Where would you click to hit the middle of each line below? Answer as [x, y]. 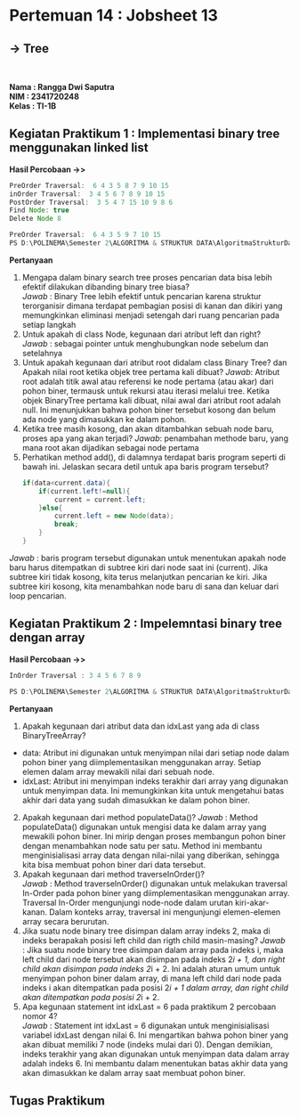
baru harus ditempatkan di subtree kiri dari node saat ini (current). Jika [139, 567]
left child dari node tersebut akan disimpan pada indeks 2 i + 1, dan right [154, 959]
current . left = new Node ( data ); [114, 516]
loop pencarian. [38, 595]
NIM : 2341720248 [44, 96]
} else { [51, 508]
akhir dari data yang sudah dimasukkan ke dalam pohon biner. [136, 800]
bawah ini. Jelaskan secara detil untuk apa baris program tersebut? [145, 466]
